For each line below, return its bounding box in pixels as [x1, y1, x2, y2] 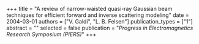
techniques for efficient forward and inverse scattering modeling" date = [6, 11, 189, 19]
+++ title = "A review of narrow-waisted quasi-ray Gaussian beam [6, 5, 173, 12]
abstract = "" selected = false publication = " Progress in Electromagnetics [6, 24, 193, 31]
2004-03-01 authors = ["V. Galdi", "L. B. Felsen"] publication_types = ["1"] [6, 18, 193, 25]
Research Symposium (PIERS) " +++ [6, 31, 97, 38]
